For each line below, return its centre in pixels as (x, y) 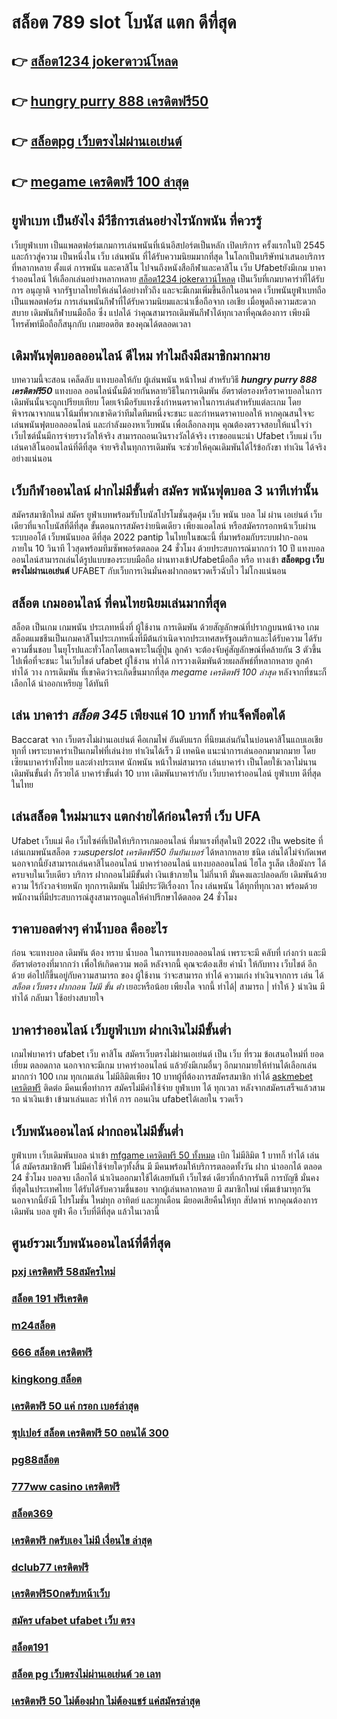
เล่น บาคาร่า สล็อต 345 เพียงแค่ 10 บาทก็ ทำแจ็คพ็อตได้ (148, 715)
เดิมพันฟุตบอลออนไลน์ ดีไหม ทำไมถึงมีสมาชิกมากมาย (141, 355)
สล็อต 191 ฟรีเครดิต (49, 1299)
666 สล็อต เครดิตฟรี (52, 1353)
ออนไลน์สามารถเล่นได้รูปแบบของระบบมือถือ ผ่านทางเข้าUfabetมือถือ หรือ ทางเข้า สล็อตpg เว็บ (168, 560)
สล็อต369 (32, 1513)
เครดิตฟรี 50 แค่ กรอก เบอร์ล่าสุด (75, 1406)
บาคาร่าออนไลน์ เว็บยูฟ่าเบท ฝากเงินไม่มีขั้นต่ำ (121, 1029)
